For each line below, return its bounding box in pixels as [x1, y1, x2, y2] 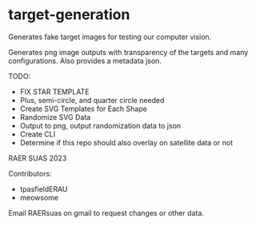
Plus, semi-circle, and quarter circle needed [19, 95, 165, 105]
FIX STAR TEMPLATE [19, 86, 90, 97]
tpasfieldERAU [19, 184, 68, 193]
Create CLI [19, 129, 56, 139]
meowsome [19, 192, 59, 202]
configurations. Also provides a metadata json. [8, 56, 162, 65]
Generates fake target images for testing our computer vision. [8, 32, 212, 42]
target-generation [8, 6, 130, 24]
